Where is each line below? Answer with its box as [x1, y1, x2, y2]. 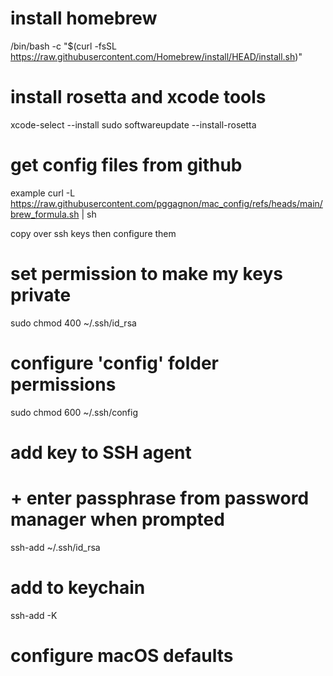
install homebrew [10, 7, 158, 30]
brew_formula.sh [10, 208, 80, 220]
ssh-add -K [10, 609, 58, 621]
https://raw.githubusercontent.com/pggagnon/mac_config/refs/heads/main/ [10, 197, 323, 209]
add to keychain [10, 577, 146, 599]
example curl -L [10, 187, 76, 199]
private [10, 284, 72, 306]
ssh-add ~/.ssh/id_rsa [10, 541, 101, 553]
